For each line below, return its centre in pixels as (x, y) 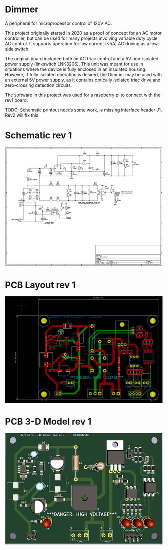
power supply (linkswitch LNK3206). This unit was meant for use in (74, 64)
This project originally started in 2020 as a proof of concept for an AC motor (84, 33)
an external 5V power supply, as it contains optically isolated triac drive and (83, 80)
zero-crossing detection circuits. (39, 85)
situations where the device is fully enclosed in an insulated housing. (76, 69)
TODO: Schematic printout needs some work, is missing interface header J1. (84, 110)
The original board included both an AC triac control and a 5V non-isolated (82, 58)
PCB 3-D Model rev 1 (48, 422)
